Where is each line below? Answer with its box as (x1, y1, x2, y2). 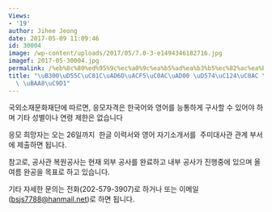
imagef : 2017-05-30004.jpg (8, 57, 100, 65)
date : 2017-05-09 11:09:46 (8, 34, 100, 43)
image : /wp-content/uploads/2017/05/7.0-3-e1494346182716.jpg (8, 49, 223, 57)
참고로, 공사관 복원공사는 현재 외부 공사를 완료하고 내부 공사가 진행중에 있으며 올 (8, 156, 261, 166)
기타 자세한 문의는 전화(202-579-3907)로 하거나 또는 (8, 184, 178, 193)
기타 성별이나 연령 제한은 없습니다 (16, 112, 123, 122)
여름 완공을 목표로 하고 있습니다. (8, 167, 111, 177)
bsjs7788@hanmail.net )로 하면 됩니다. (11, 194, 135, 204)
